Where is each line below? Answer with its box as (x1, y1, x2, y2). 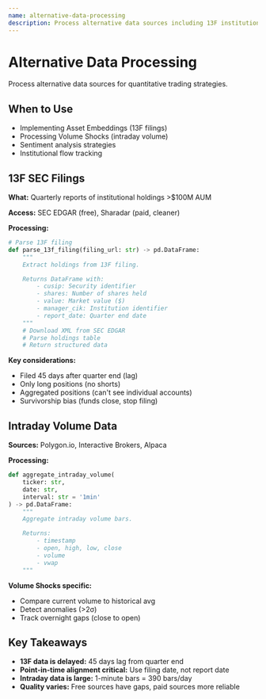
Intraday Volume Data (8, 419, 117, 433)
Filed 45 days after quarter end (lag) (19, 371, 139, 380)
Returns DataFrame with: (22, 275, 104, 283)
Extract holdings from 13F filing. (22, 261, 140, 269)
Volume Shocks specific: (8, 580, 93, 590)
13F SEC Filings (8, 171, 85, 185)
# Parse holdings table (22, 334, 101, 342)
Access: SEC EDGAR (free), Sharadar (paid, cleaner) (8, 208, 180, 218)
